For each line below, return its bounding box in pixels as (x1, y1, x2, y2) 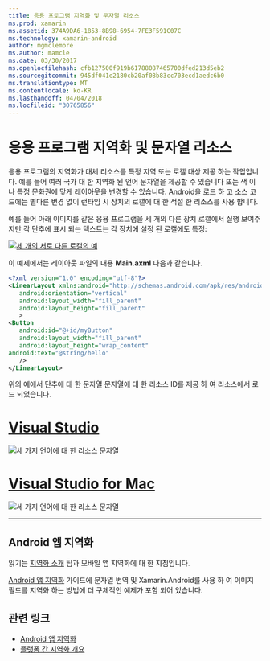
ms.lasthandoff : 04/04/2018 (8, 94, 103, 102)
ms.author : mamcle (8, 49, 70, 57)
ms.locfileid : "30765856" (8, 101, 95, 109)
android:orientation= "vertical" (18, 289, 128, 298)
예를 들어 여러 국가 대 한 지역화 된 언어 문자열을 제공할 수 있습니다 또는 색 (18, 177, 247, 187)
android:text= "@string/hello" (8, 349, 110, 357)
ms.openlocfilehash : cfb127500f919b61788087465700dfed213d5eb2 (8, 64, 225, 72)
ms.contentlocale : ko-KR (8, 86, 92, 95)
